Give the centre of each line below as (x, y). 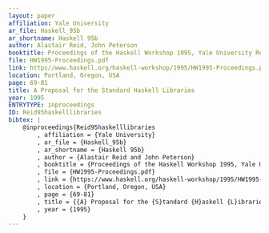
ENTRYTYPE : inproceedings (51, 105)
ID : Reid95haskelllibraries (55, 113)
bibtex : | (25, 120)
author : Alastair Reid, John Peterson (73, 46)
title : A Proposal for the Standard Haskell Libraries (102, 90)
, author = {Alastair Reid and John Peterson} (116, 157)
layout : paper (32, 16)
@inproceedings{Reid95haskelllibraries (89, 127)
